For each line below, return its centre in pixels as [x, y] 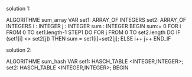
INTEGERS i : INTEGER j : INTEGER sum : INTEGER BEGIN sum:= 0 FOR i [94, 26]
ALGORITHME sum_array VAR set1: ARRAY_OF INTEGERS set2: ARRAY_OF [96, 20]
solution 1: [18, 9]
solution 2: [19, 50]
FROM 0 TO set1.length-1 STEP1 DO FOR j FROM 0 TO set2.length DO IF [94, 32]
